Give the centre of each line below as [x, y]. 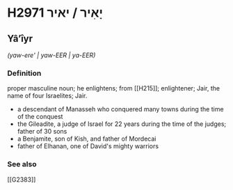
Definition [24, 73]
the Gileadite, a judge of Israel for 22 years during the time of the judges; [122, 124]
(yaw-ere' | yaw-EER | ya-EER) [51, 55]
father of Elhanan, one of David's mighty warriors [88, 146]
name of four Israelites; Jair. [47, 96]
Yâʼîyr [20, 39]
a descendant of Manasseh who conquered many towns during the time [120, 109]
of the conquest [40, 117]
